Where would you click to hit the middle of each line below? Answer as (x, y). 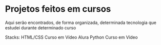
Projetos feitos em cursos (58, 9)
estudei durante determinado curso (41, 27)
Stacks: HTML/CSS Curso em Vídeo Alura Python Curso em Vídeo (71, 37)
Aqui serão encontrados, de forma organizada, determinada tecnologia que (81, 22)
